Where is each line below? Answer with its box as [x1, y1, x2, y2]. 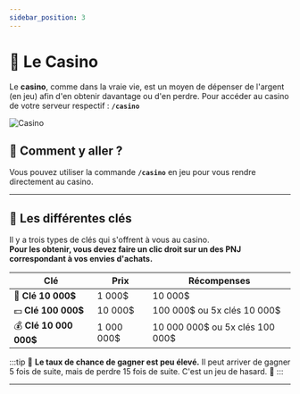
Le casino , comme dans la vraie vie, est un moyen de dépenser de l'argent [9, 81, 285, 92]
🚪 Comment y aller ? [9, 143, 123, 158]
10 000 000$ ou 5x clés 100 [152, 321, 275, 333]
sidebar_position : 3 [9, 13, 87, 22]
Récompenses [187, 274, 251, 287]
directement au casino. [9, 176, 94, 188]
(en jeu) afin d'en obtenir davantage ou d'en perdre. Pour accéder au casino [9, 90, 289, 101]
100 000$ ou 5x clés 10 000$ [152, 305, 281, 317]
